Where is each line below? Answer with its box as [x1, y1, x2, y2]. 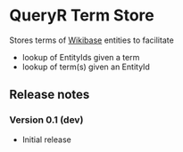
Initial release [21, 134, 71, 145]
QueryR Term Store [9, 5, 154, 26]
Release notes [9, 87, 90, 102]
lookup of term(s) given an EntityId [21, 61, 150, 72]
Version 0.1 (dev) [9, 114, 84, 126]
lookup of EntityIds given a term [21, 52, 140, 62]
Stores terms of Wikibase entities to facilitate [9, 35, 174, 45]
